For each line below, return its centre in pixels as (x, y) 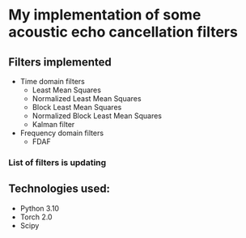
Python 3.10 (39, 208)
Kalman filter (53, 124)
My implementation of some (105, 15)
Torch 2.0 (36, 217)
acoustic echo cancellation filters (123, 32)
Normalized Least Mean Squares (87, 98)
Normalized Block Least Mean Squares (97, 116)
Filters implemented (60, 62)
